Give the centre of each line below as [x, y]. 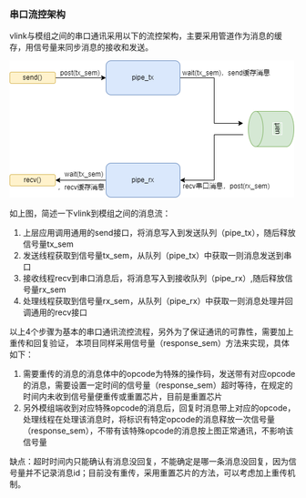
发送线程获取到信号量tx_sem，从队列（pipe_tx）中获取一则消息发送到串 [157, 256]
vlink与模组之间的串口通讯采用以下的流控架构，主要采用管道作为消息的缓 [146, 36]
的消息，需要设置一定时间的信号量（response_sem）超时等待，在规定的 [158, 385]
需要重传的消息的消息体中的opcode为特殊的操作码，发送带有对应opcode [159, 374]
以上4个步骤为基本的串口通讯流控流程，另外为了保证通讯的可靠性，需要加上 [152, 332]
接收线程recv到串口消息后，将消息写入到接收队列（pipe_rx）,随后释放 [153, 279]
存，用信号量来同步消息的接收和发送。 [81, 47]
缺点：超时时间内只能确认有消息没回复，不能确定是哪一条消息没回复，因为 [149, 462]
